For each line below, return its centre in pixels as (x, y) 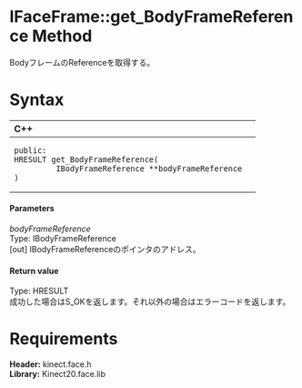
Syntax (37, 100)
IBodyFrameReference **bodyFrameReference (149, 168)
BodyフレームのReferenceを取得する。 (82, 62)
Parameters (32, 209)
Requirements (64, 339)
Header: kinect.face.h (50, 364)
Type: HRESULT (39, 291)
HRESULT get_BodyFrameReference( (86, 159)
